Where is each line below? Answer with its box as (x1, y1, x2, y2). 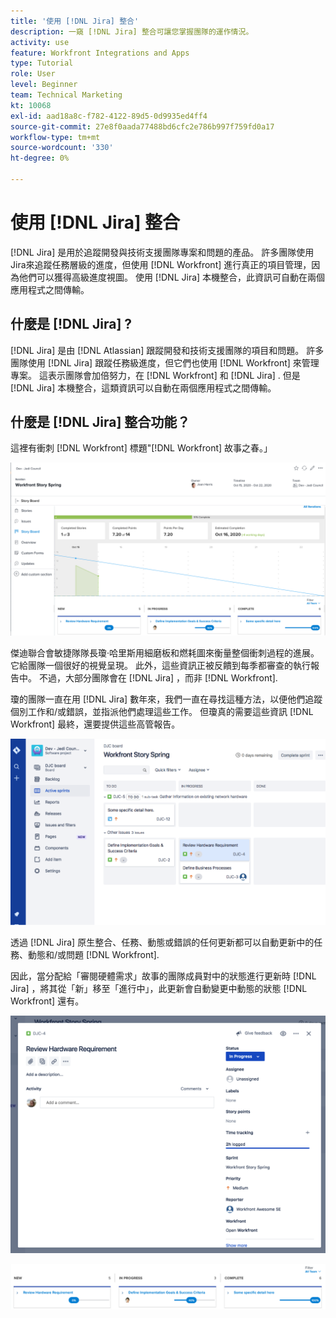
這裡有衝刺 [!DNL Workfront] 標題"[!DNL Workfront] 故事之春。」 (10, 442, 273, 454)
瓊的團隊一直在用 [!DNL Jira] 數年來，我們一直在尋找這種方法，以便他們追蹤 (10, 693, 323, 705)
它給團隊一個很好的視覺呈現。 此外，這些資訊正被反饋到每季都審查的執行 (10, 660, 311, 672)
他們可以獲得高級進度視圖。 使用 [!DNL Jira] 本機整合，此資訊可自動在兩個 (18, 271, 326, 283)
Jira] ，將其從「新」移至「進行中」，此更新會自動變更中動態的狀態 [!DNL (10, 982, 308, 994)
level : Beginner (10, 80, 78, 90)
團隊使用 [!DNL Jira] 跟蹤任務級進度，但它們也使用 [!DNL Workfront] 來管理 (10, 356, 320, 369)
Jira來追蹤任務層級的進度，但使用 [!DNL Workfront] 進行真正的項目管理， (10, 258, 312, 270)
